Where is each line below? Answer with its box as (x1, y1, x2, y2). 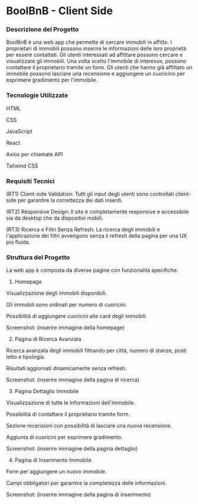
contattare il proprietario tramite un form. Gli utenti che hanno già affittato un (6, 64, 193, 71)
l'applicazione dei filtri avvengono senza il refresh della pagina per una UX (6, 232, 187, 239)
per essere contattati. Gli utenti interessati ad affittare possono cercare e (6, 52, 183, 59)
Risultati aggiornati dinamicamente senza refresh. (6, 365, 127, 372)
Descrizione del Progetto (6, 25, 79, 34)
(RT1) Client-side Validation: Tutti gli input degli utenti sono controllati (6, 191, 174, 198)
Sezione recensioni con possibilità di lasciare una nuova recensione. (6, 422, 173, 429)
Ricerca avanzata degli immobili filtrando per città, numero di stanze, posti (6, 347, 187, 354)
